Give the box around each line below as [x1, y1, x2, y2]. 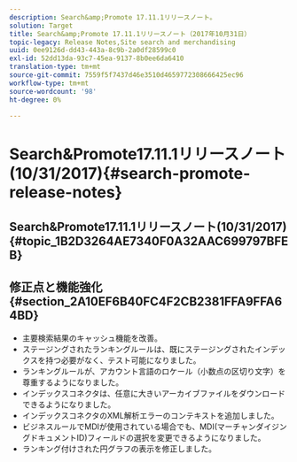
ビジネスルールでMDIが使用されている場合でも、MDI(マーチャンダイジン [21, 421, 287, 432]
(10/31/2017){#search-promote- [9, 163, 251, 183]
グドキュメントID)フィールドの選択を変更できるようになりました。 [21, 432, 266, 443]
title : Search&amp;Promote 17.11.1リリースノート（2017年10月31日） [9, 29, 251, 38]
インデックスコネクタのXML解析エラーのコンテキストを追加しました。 [21, 410, 279, 420]
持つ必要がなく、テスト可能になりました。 [45, 355, 201, 366]
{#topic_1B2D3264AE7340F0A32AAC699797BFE [9, 234, 289, 249]
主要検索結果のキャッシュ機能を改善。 [21, 333, 162, 343]
